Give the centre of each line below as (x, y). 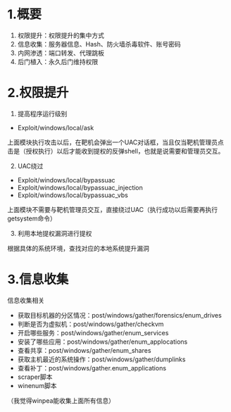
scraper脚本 (35, 377)
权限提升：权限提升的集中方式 (61, 35)
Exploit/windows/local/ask (56, 127)
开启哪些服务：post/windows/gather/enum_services (93, 332)
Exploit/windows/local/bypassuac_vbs (73, 195)
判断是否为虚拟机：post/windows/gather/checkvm (90, 324)
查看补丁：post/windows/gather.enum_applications (92, 368)
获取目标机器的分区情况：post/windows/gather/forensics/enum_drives (119, 315)
